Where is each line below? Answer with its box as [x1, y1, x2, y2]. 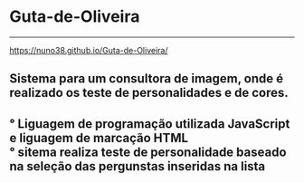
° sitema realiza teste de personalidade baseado [9, 144, 287, 159]
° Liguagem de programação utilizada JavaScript [9, 116, 290, 131]
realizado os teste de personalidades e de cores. [9, 85, 289, 101]
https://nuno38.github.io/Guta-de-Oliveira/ [9, 44, 168, 55]
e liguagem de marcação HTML [9, 130, 188, 146]
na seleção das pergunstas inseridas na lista [9, 159, 266, 174]
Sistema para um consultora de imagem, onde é [9, 71, 283, 87]
